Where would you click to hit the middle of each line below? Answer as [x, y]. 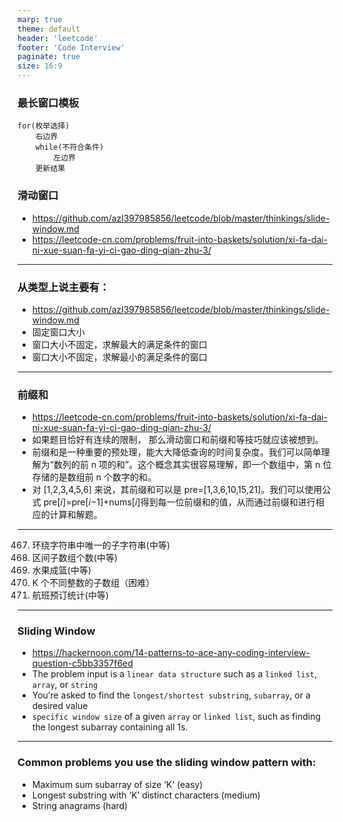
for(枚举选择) [43, 126]
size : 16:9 [40, 66]
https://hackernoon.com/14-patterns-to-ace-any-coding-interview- [170, 653]
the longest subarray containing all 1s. [110, 727]
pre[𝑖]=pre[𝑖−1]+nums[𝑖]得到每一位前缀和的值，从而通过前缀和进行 [179, 502]
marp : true [40, 19]
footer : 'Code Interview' [71, 47]
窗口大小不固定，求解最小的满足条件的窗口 [119, 357]
